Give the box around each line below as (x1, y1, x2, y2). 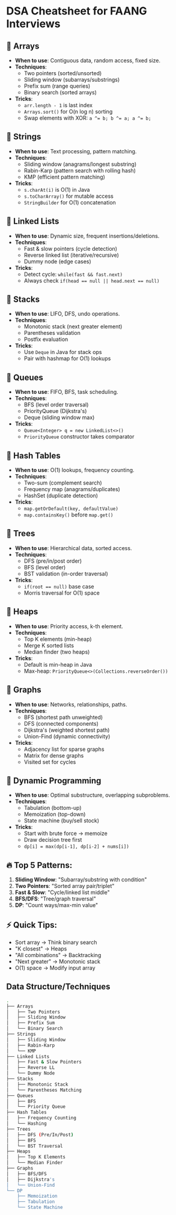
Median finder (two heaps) (23, 648, 90, 655)
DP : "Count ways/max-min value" (14, 902, 99, 909)
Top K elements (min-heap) (23, 635, 92, 643)
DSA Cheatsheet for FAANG (6, 4, 147, 18)
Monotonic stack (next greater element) (23, 323, 123, 330)
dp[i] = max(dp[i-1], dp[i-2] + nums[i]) (23, 843, 129, 850)
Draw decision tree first (23, 836, 82, 843)
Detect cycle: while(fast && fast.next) (23, 271, 123, 278)
